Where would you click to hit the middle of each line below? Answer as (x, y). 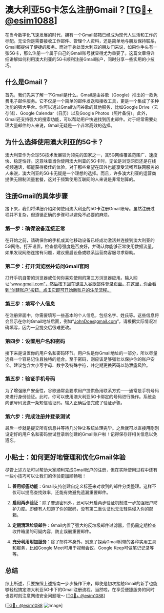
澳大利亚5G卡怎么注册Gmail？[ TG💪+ (79, 10)
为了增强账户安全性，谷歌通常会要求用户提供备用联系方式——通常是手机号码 (82, 390)
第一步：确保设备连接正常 (35, 229)
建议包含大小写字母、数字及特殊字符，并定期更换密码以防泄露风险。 (82, 365)
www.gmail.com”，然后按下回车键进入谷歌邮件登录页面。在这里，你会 (82, 284)
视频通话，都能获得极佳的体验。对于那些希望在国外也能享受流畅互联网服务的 (82, 167)
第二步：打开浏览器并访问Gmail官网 (47, 266)
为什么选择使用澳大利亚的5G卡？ (54, 142)
